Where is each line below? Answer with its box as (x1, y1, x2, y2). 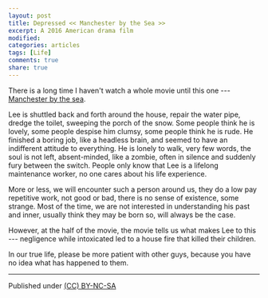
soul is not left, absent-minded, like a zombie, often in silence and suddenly (8, 152, 257, 161)
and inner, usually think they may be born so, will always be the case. (8, 209, 236, 220)
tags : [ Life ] (8, 49, 52, 57)
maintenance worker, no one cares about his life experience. (8, 169, 207, 178)
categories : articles (8, 42, 81, 50)
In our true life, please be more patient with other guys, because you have (8, 249, 251, 259)
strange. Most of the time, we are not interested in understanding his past (8, 201, 250, 211)
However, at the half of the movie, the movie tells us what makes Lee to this (8, 225, 257, 235)
